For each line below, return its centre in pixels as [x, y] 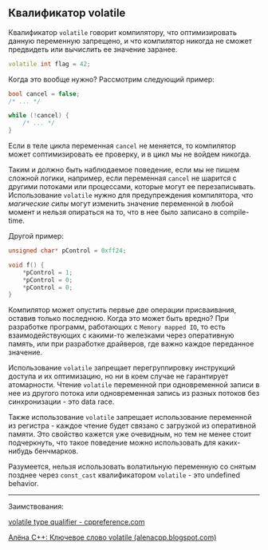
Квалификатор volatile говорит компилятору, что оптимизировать [123, 32]
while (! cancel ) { [39, 116]
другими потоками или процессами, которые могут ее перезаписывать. [132, 187]
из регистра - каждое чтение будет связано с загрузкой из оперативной [132, 425]
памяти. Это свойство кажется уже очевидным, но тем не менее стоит [130, 434]
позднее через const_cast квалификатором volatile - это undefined [124, 475]
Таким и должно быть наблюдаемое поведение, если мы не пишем [124, 170]
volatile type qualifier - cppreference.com [77, 522]
